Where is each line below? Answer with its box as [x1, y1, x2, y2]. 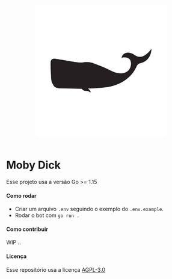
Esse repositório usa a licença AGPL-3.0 [6, 266, 106, 273]
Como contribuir [6, 225, 48, 233]
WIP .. [6, 239, 21, 246]
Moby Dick [6, 158, 61, 172]
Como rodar [6, 192, 37, 199]
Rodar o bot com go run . [14, 212, 80, 219]
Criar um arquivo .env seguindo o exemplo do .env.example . [14, 206, 164, 213]
